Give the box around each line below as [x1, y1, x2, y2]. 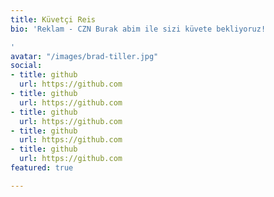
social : [10, 61, 43, 71]
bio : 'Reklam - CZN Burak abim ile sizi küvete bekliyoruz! [10, 24, 267, 34]
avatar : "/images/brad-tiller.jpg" [10, 51, 159, 61]
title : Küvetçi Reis [10, 14, 97, 25]
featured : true [10, 163, 74, 173]
